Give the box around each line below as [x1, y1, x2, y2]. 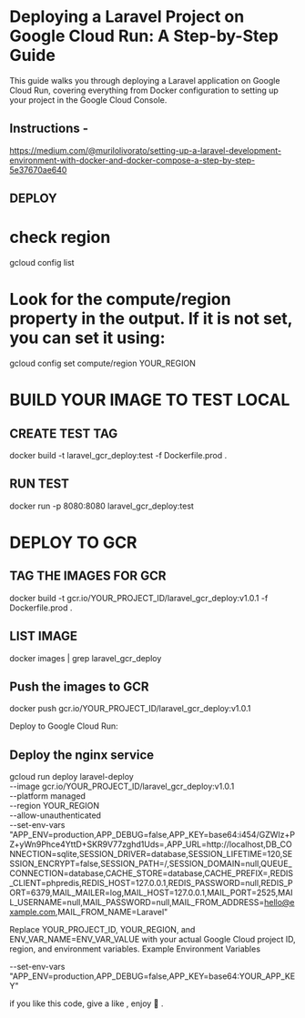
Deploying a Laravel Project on [9, 6, 245, 27]
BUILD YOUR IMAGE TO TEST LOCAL [9, 389, 290, 410]
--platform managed [9, 791, 86, 801]
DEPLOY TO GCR [9, 532, 137, 553]
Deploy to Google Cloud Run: [9, 721, 118, 731]
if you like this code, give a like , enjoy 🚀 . [9, 998, 164, 1009]
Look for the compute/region [9, 289, 231, 310]
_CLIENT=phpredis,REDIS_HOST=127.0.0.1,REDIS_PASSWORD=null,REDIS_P [9, 878, 293, 889]
